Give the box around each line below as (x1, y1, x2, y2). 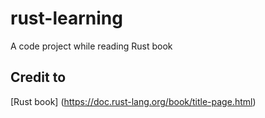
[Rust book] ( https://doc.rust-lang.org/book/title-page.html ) (10, 95, 257, 107)
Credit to (10, 69, 67, 86)
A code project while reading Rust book (10, 40, 173, 52)
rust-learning (10, 7, 123, 30)
